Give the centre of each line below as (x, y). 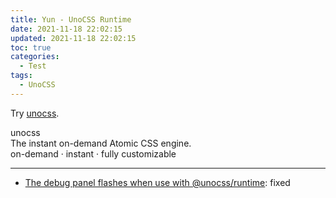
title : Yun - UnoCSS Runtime (71, 19)
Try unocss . (35, 113)
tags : (21, 76)
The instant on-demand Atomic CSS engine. (101, 143)
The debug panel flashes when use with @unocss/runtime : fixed (157, 182)
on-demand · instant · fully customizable (93, 153)
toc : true (31, 47)
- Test (33, 66)
